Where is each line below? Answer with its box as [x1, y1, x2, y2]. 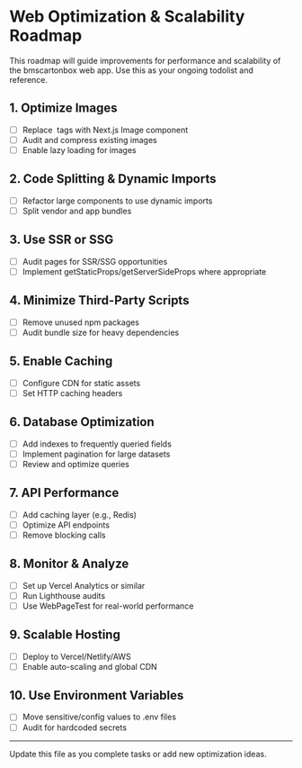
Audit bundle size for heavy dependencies [22, 327, 180, 338]
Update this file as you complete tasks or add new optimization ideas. [9, 748, 267, 759]
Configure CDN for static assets [22, 377, 141, 388]
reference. [9, 74, 48, 85]
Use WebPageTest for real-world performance [22, 601, 194, 611]
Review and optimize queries [22, 458, 130, 469]
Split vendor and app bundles [22, 205, 132, 216]
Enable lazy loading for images [22, 144, 137, 155]
